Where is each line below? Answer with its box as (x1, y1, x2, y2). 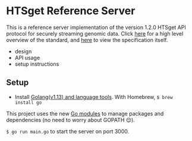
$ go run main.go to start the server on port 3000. (6, 127, 130, 134)
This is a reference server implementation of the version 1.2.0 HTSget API (6, 24, 186, 31)
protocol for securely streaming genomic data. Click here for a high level (6, 30, 184, 37)
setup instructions (14, 60, 59, 68)
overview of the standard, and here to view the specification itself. (6, 36, 168, 43)
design (14, 47, 32, 55)
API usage (14, 54, 40, 61)
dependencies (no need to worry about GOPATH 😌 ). (6, 116, 135, 123)
